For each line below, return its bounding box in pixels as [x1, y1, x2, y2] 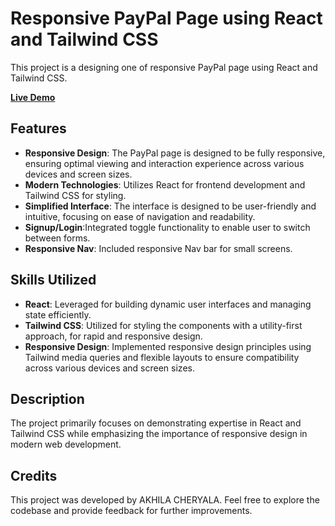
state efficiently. [24, 308, 92, 321]
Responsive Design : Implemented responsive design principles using [24, 340, 312, 352]
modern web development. [10, 438, 122, 451]
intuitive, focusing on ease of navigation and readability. [24, 210, 256, 222]
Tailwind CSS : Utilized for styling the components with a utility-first [24, 319, 303, 331]
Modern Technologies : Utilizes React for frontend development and [24, 178, 306, 191]
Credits [10, 467, 58, 484]
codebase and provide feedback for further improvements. [10, 505, 253, 517]
